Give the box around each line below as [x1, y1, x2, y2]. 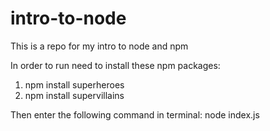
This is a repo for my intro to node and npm [10, 40, 189, 52]
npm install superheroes [24, 78, 125, 91]
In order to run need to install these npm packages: [10, 59, 221, 71]
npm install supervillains [24, 89, 125, 101]
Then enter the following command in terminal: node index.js [10, 108, 260, 121]
